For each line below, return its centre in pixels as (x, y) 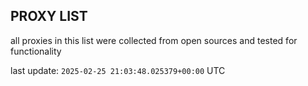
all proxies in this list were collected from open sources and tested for (154, 40)
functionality (36, 51)
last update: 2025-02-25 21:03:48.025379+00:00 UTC (118, 70)
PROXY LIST (49, 16)
